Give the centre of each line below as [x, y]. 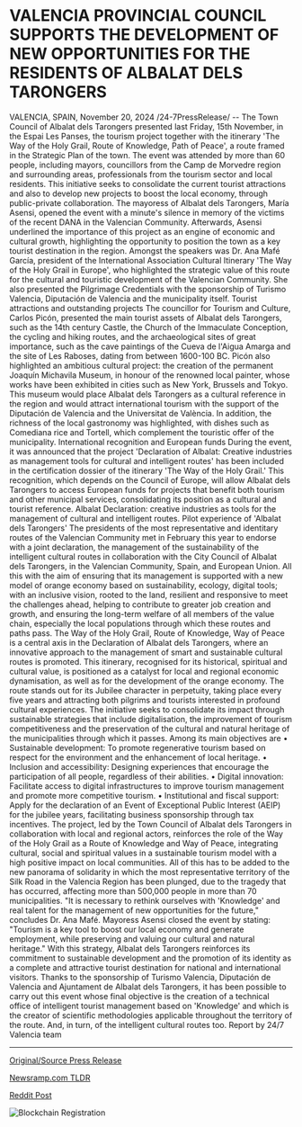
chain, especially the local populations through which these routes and [140, 623]
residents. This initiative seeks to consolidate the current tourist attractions [147, 183]
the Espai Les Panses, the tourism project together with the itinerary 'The [145, 136]
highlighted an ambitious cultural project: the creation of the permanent [142, 365]
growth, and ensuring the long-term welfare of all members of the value [142, 613]
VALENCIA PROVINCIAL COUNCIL [138, 16]
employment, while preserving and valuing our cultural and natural [132, 939]
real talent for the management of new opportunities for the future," [134, 910]
